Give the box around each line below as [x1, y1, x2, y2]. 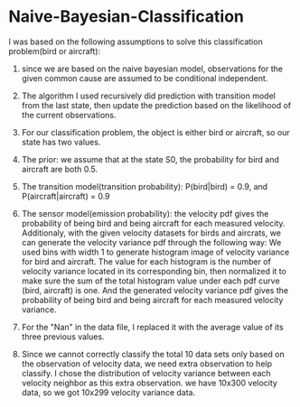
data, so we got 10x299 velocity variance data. [21, 386, 196, 398]
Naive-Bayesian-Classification [8, 6, 245, 27]
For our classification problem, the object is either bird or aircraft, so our [21, 126, 290, 137]
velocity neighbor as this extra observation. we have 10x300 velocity [21, 377, 277, 388]
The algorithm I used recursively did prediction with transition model [21, 90, 277, 101]
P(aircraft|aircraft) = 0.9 [21, 190, 110, 201]
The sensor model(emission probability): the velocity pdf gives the [21, 208, 269, 218]
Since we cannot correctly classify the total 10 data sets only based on [21, 348, 286, 359]
